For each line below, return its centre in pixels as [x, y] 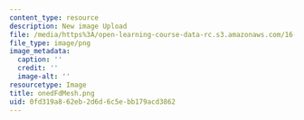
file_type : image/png [50, 43]
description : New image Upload [68, 26]
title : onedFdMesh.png [52, 93]
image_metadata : [40, 51]
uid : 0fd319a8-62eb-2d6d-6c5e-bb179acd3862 [93, 102]
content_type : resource [54, 18]
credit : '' [38, 69]
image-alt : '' [44, 77]
